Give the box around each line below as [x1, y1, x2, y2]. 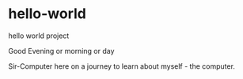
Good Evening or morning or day [8, 46, 115, 55]
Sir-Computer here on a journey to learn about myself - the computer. [8, 61, 236, 71]
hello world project [8, 31, 70, 40]
